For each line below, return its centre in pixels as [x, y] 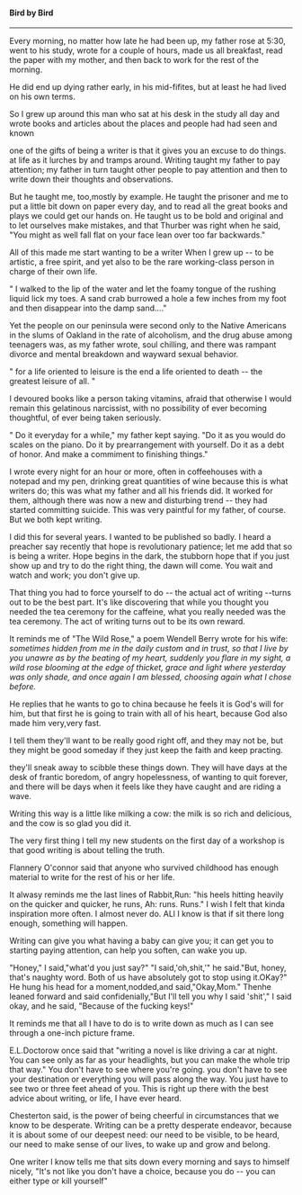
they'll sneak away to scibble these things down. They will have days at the [148, 768]
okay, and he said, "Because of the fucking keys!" [102, 1006]
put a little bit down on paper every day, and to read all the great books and [149, 206]
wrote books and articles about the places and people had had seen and [143, 124]
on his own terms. [43, 97]
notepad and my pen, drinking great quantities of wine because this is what [149, 481]
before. [22, 687]
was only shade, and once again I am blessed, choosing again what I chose [151, 677]
